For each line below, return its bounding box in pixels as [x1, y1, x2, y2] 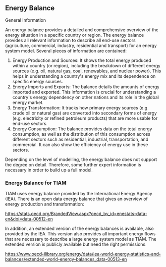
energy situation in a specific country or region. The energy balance [5, 32, 144, 38]
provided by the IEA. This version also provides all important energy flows [5, 231, 156, 237]
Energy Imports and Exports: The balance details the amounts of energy [12, 84, 160, 90]
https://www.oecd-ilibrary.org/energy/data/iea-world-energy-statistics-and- [5, 251, 161, 257]
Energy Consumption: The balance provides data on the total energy [12, 126, 152, 132]
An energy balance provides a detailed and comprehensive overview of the [5, 27, 159, 33]
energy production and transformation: [5, 201, 84, 207]
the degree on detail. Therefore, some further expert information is [5, 161, 141, 167]
